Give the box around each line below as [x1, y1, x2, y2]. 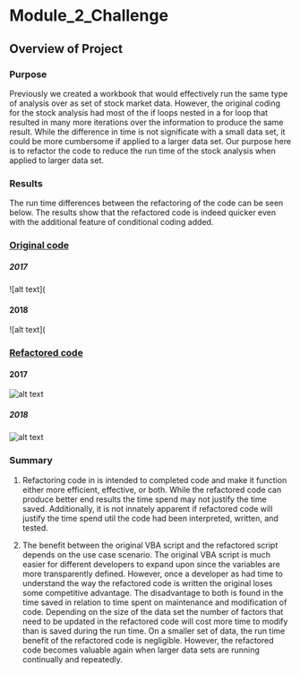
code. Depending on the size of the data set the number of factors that [21, 606, 284, 617]
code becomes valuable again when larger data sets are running [21, 644, 260, 655]
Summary [9, 454, 54, 467]
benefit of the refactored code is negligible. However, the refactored [21, 635, 275, 645]
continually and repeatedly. [21, 653, 123, 664]
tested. [21, 522, 49, 533]
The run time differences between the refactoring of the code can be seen [9, 198, 284, 209]
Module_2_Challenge [9, 5, 168, 26]
